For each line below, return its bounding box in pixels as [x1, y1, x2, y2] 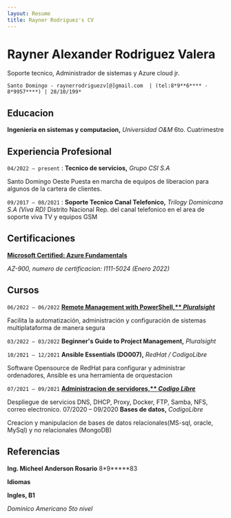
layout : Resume [7, 10, 51, 17]
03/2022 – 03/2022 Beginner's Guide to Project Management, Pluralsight [7, 336, 217, 345]
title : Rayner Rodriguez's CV [7, 17, 94, 23]
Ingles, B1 [7, 491, 36, 499]
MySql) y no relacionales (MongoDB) [7, 425, 112, 434]
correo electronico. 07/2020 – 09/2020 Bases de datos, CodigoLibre [7, 405, 203, 413]
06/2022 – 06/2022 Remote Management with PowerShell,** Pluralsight [7, 303, 215, 311]
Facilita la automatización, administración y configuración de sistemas [7, 316, 207, 325]
